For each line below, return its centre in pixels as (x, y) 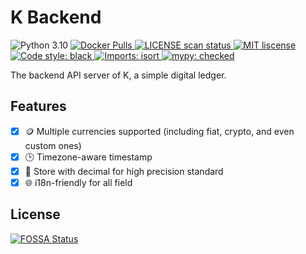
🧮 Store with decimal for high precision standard (124, 171)
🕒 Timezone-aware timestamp (88, 157)
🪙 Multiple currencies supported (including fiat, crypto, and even (159, 131)
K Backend (56, 17)
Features (38, 106)
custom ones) (53, 145)
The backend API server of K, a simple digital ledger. (118, 75)
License (35, 214)
